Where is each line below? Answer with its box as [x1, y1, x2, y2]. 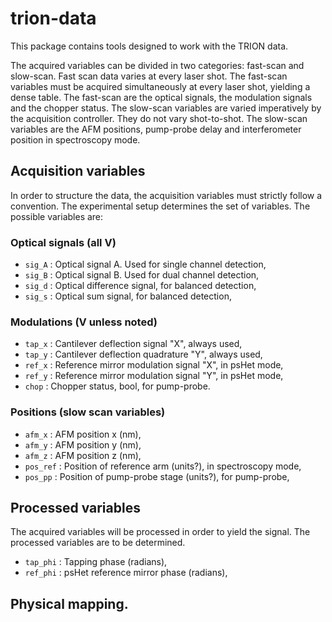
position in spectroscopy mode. [10, 133, 141, 146]
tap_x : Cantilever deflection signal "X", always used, [24, 338, 243, 350]
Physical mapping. [10, 595, 129, 612]
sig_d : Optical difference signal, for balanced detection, [24, 280, 257, 292]
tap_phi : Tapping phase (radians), [24, 556, 168, 568]
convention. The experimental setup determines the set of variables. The [10, 200, 311, 212]
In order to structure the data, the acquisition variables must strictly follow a [10, 189, 323, 201]
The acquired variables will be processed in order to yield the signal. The [10, 526, 311, 538]
